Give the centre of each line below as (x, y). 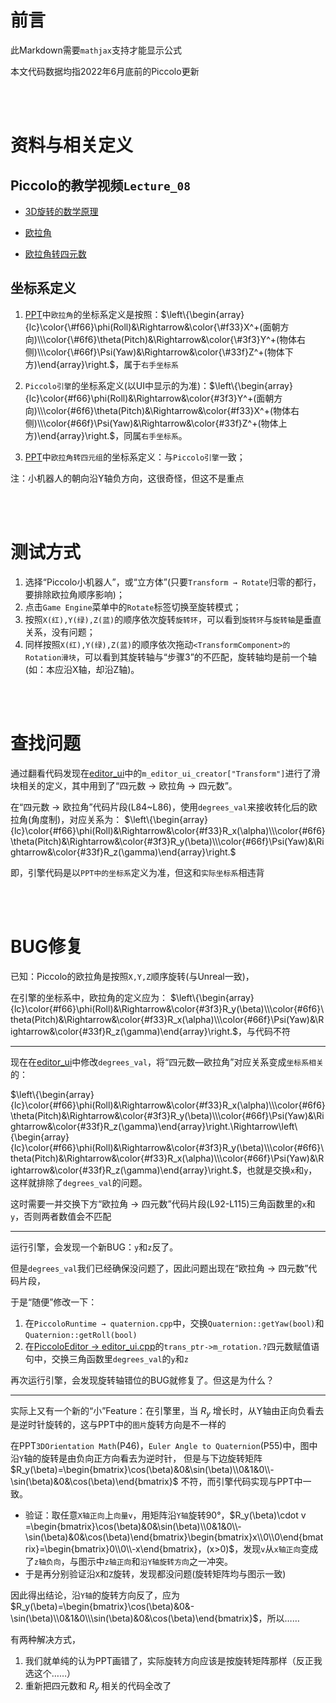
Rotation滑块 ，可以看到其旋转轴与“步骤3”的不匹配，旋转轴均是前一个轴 (170, 657)
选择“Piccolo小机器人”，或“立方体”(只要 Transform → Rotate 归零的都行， (173, 582)
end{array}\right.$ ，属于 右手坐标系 (109, 364)
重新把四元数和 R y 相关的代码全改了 (98, 1687)
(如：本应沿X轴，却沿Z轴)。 (82, 669)
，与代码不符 (264, 1031)
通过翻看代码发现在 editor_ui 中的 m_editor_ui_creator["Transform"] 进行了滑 (165, 773)
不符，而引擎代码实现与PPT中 (241, 1482)
